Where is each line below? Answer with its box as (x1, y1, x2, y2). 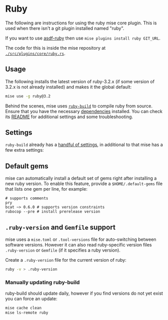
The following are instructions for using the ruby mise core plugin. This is (5, 20, 157, 26)
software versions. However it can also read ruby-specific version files (5, 242, 152, 248)
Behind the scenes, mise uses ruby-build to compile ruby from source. (5, 102, 153, 109)
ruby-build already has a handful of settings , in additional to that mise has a (5, 141, 163, 148)
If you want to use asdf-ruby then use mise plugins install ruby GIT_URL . (5, 35, 160, 41)
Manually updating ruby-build (5, 278, 80, 286)
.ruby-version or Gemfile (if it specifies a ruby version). (5, 247, 121, 254)
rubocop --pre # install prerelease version (5, 209, 100, 215)
